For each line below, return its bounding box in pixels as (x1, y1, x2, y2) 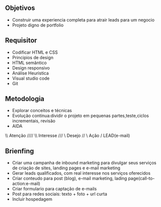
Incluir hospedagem (12, 196, 53, 202)
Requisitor (5, 36, 38, 45)
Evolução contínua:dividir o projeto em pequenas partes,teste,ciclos (12, 113, 149, 119)
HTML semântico (12, 60, 47, 66)
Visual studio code (12, 75, 50, 81)
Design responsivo (12, 65, 50, 70)
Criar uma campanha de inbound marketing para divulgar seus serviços (12, 160, 157, 166)
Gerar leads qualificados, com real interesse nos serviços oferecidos (12, 170, 151, 176)
